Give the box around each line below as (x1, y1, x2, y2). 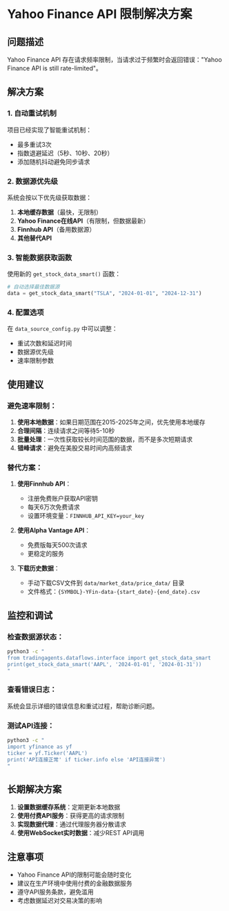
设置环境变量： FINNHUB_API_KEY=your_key (27, 512, 145, 520)
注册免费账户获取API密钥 (27, 494, 98, 503)
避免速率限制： (7, 401, 57, 410)
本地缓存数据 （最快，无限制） (17, 208, 102, 216)
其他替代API (17, 234, 52, 242)
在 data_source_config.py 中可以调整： (7, 325, 119, 333)
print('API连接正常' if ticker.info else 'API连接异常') (7, 756, 166, 763)
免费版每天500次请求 (27, 541, 88, 549)
